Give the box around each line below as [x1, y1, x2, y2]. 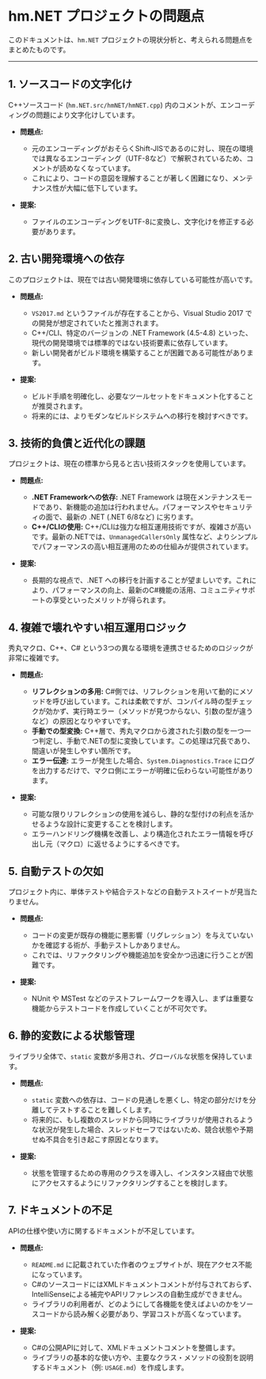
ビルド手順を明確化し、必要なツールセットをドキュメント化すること [31, 391, 254, 400]
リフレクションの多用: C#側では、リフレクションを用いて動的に [31, 687, 240, 696]
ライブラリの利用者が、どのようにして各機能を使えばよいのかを [31, 1299, 240, 1309]
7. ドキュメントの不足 [8, 1203, 112, 1217]
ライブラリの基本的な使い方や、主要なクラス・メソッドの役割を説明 [31, 1352, 253, 1362]
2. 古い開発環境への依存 [8, 252, 125, 266]
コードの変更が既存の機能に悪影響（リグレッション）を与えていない [31, 930, 253, 940]
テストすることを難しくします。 [52, 1104, 156, 1114]
